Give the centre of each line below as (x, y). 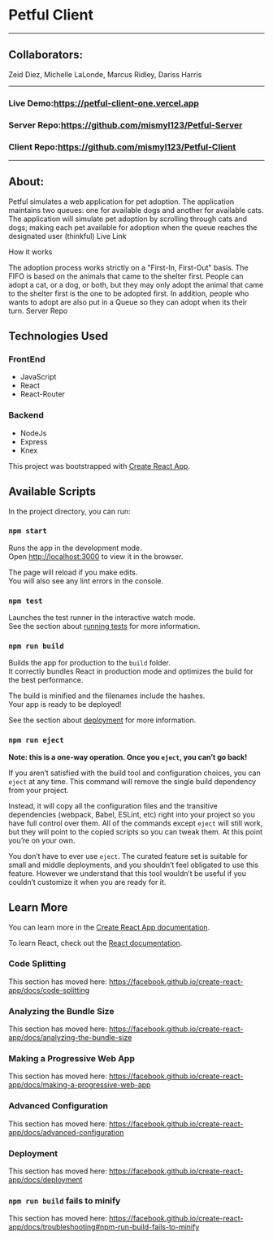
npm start (28, 531)
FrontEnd (27, 359)
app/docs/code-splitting (49, 990)
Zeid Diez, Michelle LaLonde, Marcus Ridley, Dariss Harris (105, 74)
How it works (30, 251)
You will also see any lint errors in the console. (86, 581)
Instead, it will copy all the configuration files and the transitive (113, 805)
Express (34, 441)
